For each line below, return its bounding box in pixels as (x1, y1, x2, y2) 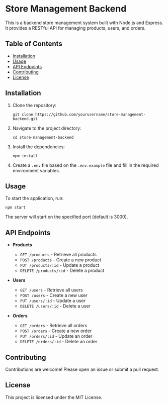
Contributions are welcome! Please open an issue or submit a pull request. (5, 366, 159, 372)
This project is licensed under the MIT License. (5, 394, 103, 400)
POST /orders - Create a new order (20, 328, 92, 334)
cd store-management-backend (12, 135, 74, 140)
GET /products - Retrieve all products (20, 252, 97, 258)
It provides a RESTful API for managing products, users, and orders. (5, 25, 146, 31)
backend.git (12, 116, 38, 121)
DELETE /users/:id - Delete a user (20, 303, 91, 309)
